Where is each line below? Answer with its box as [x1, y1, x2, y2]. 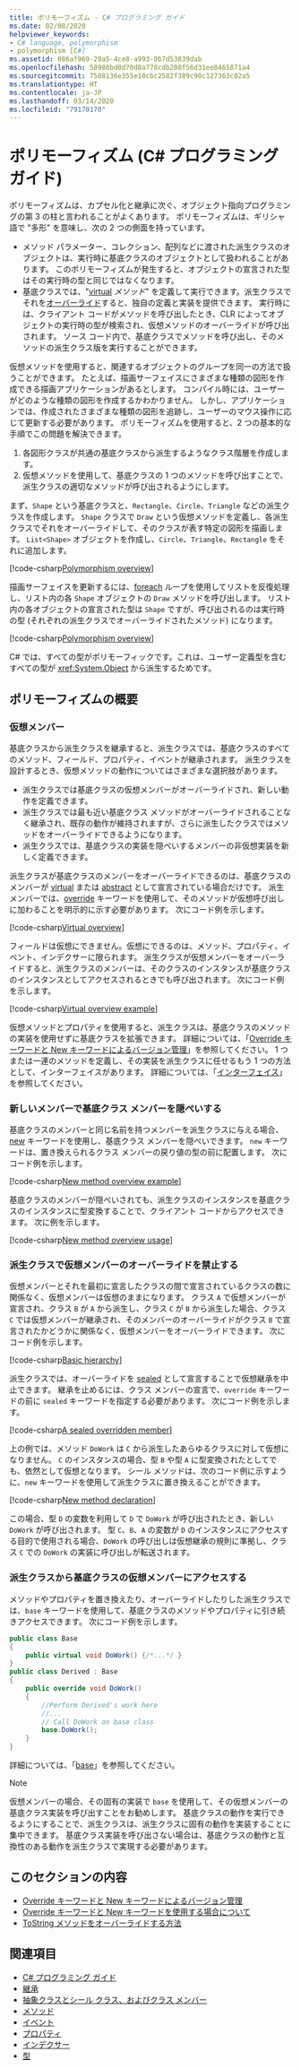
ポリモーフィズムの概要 [9, 691, 139, 706]
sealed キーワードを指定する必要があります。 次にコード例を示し [42, 1396, 283, 1407]
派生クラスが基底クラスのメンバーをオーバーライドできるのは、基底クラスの [9, 870, 291, 881]
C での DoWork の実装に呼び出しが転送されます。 [19, 1547, 195, 1558]
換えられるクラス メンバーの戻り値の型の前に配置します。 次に [56, 1147, 288, 1157]
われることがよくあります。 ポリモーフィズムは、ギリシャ [73, 212, 286, 222]
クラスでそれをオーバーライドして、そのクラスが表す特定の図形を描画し [9, 523, 276, 533]
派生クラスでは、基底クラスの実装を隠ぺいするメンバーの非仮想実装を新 [21, 840, 289, 851]
